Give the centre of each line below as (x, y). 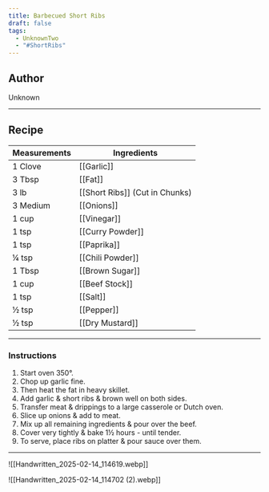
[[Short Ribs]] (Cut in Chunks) (135, 192)
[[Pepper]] (99, 310)
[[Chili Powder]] (109, 258)
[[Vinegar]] (100, 218)
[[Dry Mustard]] (108, 323)
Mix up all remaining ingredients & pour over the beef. (108, 424)
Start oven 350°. (46, 373)
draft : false (30, 23)
